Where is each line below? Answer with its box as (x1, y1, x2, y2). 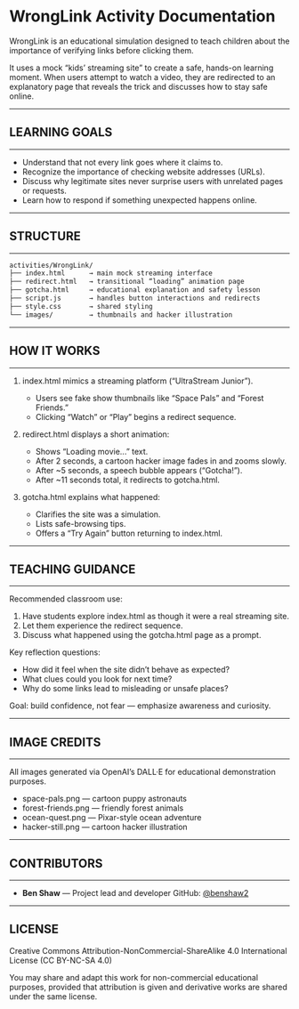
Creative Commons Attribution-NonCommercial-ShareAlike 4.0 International (9, 945, 287, 956)
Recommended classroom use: (9, 593, 123, 604)
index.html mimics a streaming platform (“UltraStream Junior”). (21, 375, 254, 386)
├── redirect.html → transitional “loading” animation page (9, 278, 245, 287)
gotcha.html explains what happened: (21, 491, 160, 502)
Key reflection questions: (9, 647, 101, 658)
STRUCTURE (9, 229, 82, 244)
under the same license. (9, 990, 98, 1002)
